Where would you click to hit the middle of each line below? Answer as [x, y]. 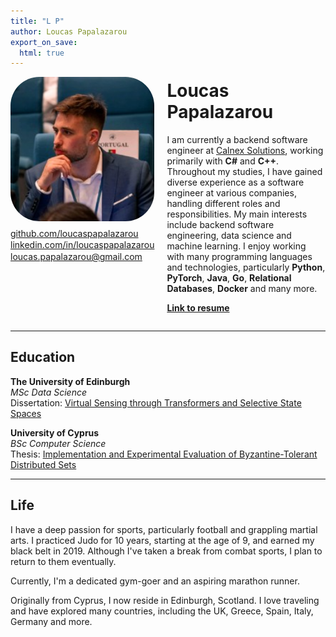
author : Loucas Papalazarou [69, 31]
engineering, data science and [229, 235]
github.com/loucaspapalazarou [74, 233]
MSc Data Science [49, 392]
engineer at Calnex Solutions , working [245, 150]
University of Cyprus [55, 432]
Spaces [26, 413]
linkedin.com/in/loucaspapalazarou [82, 245]
